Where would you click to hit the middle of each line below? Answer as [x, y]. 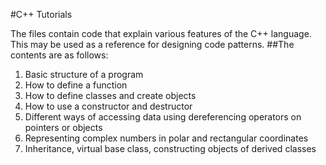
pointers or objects [63, 127]
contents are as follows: [59, 55]
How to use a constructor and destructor [108, 106]
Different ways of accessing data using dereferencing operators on [163, 117]
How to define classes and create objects [110, 95]
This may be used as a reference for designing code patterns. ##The [152, 44]
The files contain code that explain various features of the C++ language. [161, 33]
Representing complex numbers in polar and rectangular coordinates [166, 138]
